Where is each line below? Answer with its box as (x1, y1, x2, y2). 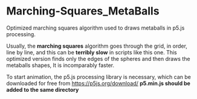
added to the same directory (6, 86, 79, 93)
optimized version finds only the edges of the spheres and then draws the (6, 55, 190, 62)
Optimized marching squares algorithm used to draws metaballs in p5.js (6, 24, 185, 31)
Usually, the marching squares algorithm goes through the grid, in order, (6, 42, 187, 49)
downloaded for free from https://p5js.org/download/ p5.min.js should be (6, 80, 190, 87)
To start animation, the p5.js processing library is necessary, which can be (6, 73, 192, 80)
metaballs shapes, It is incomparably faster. (6, 62, 115, 69)
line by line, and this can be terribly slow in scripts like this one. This (6, 48, 177, 56)
